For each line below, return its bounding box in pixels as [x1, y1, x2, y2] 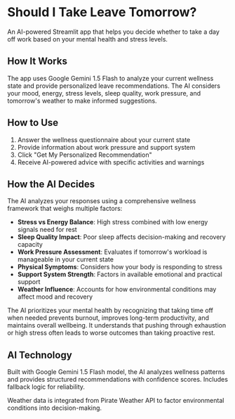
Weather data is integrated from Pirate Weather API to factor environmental [7, 397, 224, 405]
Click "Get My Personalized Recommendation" [17, 150, 152, 159]
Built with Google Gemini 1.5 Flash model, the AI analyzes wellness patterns [7, 368, 226, 376]
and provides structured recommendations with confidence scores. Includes [7, 375, 228, 384]
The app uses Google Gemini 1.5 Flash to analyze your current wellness [7, 74, 214, 82]
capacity [17, 240, 43, 249]
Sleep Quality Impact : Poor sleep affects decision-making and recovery [17, 233, 226, 241]
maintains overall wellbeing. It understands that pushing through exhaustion [7, 321, 227, 330]
